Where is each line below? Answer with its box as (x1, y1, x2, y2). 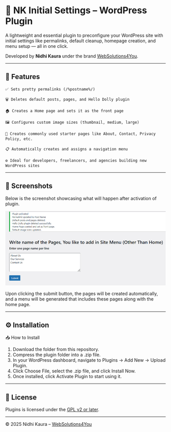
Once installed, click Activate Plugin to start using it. (12, 373, 122, 380)
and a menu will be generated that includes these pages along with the (5, 295, 154, 302)
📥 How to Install (5, 335, 40, 341)
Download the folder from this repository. (12, 346, 99, 353)
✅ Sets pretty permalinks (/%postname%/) (5, 87, 96, 92)
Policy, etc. (5, 136, 33, 142)
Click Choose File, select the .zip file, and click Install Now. (12, 368, 136, 374)
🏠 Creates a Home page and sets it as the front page (5, 108, 124, 114)
